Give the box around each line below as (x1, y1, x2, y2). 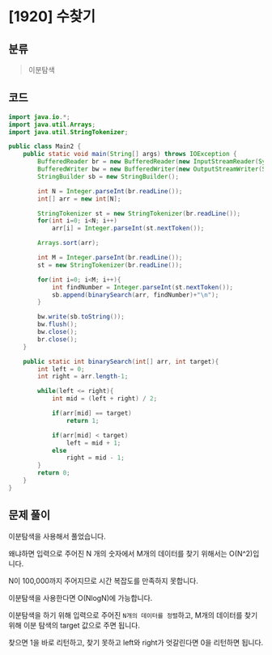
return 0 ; (37, 469, 70, 477)
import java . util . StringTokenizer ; (8, 128, 129, 136)
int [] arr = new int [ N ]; (37, 195, 121, 203)
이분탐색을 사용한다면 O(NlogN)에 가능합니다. (8, 593, 153, 602)
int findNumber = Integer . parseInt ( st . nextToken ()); (51, 283, 233, 291)
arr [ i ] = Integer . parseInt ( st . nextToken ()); (51, 224, 205, 233)
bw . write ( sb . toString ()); (37, 313, 125, 321)
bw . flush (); (37, 320, 79, 328)
